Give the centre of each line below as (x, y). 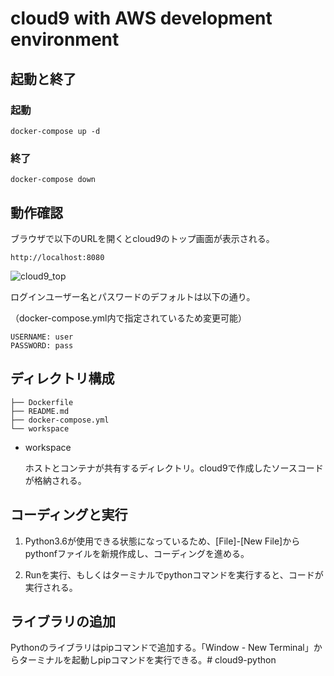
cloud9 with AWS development (141, 18)
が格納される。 (55, 480)
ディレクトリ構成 (62, 378)
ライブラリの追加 (63, 621)
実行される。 (51, 587)
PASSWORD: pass (42, 345)
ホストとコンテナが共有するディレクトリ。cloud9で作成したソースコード (174, 468)
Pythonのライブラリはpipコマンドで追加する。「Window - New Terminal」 (162, 648)
